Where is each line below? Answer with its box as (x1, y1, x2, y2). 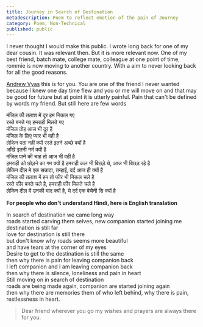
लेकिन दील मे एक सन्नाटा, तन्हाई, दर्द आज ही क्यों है (6, 167, 104, 174)
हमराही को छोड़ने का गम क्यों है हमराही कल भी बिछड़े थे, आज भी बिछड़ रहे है (6, 160, 151, 167)
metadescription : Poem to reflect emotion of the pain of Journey (6, 15, 179, 21)
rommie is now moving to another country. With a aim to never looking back (6, 62, 196, 70)
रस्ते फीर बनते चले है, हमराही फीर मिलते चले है (6, 181, 96, 188)
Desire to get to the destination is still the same (6, 250, 124, 257)
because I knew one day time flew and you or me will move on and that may (6, 87, 197, 95)
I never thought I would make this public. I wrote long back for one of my (6, 43, 189, 50)
